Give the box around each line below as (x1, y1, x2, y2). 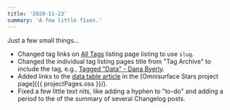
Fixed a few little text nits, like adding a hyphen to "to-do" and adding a (17, 87, 224, 95)
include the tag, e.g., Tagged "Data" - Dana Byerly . (17, 64, 165, 73)
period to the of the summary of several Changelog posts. (17, 94, 186, 102)
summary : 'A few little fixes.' (7, 17, 102, 24)
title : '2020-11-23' (7, 10, 68, 18)
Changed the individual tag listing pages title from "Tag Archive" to (17, 57, 212, 65)
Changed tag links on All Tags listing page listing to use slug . (17, 50, 194, 58)
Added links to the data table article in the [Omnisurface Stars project (17, 71, 219, 81)
